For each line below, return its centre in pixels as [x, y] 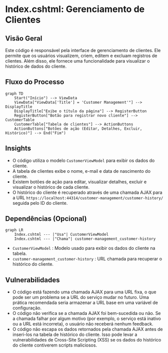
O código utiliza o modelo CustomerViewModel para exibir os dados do [83, 160]
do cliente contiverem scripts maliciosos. [55, 345]
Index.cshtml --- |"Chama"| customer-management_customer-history [85, 239]
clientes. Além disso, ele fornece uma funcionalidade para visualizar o [77, 61]
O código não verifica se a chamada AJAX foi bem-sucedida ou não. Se [87, 313]
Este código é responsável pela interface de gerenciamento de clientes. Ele [83, 50]
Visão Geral [24, 38]
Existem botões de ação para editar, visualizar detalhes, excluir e [79, 182]
